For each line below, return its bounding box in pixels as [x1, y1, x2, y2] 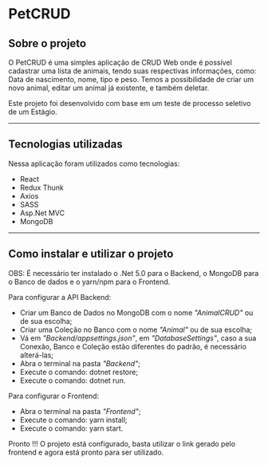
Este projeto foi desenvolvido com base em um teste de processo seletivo [8, 99, 251, 108]
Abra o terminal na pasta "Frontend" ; [19, 406, 141, 416]
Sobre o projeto [8, 37, 86, 50]
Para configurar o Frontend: [8, 391, 100, 400]
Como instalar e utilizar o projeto [8, 247, 174, 261]
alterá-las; [19, 350, 54, 360]
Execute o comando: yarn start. [19, 424, 124, 433]
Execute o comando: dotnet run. [19, 376, 126, 385]
